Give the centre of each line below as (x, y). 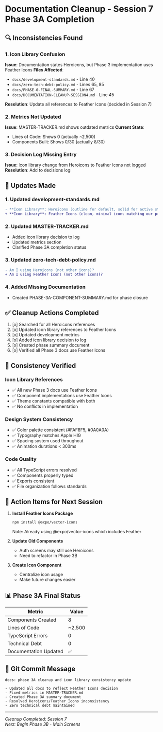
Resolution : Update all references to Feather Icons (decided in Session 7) (78, 104)
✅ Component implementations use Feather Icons (62, 396)
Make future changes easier (47, 580)
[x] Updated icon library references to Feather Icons (64, 330)
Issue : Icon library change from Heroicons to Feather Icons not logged (75, 165)
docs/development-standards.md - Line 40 (53, 79)
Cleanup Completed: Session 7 (36, 719)
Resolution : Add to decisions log (38, 170)
